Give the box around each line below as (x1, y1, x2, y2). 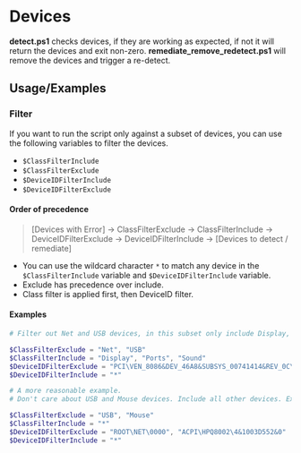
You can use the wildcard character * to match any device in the (21, 260, 260, 270)
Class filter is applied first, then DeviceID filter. (21, 288, 194, 299)
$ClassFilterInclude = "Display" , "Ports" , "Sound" (9, 354, 206, 363)
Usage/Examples (9, 81, 107, 96)
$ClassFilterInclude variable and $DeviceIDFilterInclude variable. (21, 269, 271, 280)
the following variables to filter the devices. (9, 137, 168, 149)
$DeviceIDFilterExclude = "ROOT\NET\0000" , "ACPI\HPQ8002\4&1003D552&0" (9, 427, 287, 436)
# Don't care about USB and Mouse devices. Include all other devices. (9, 395, 282, 404)
